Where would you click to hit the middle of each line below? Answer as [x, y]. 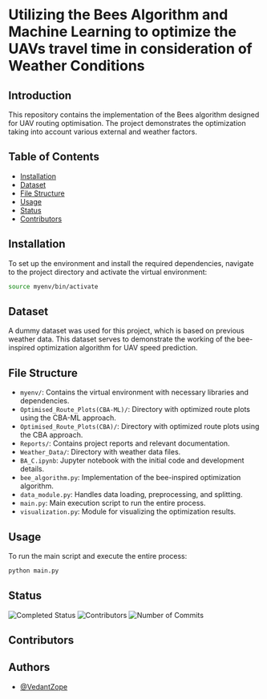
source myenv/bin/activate [53, 286]
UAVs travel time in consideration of [130, 49]
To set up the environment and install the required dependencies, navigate [131, 263]
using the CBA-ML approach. [68, 418]
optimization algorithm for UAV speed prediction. [117, 348]
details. [32, 469]
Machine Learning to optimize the [122, 32]
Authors [29, 667]
